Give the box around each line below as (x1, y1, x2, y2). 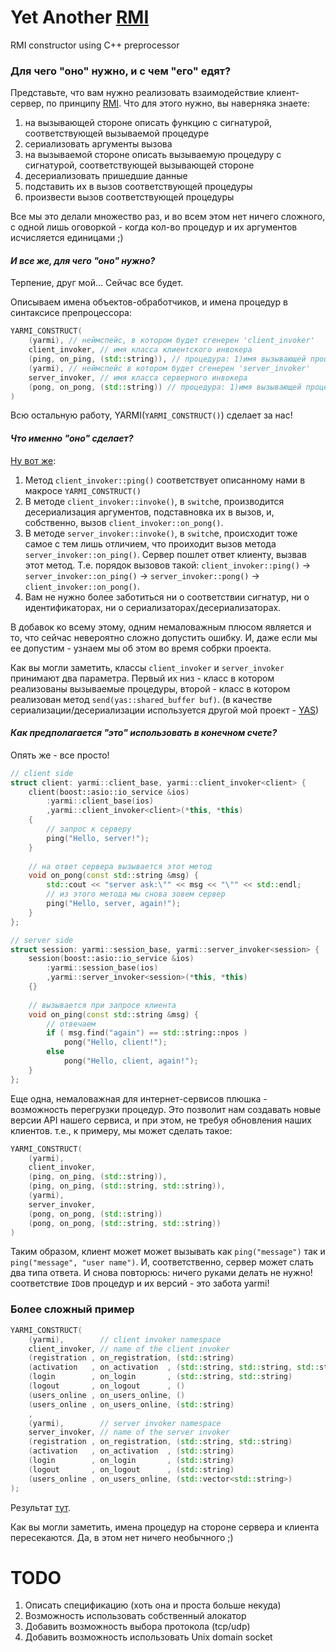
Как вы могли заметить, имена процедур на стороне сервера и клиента (10, 1521, 320, 1533)
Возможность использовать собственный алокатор (24, 1610, 247, 1622)
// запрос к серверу (46, 824, 132, 835)
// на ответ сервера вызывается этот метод (28, 861, 213, 871)
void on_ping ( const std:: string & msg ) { (28, 1009, 199, 1020)
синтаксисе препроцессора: (10, 307, 133, 319)
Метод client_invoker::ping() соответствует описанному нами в (24, 474, 306, 486)
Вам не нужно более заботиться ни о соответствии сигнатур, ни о (24, 591, 310, 603)
